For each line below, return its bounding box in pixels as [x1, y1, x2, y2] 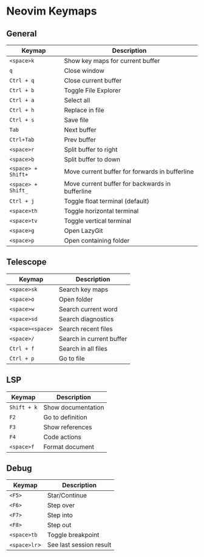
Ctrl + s [9, 116, 35, 123]
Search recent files [58, 325, 113, 333]
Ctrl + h [9, 107, 35, 113]
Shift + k [9, 403, 38, 411]
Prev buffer [64, 135, 96, 144]
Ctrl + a [9, 97, 35, 104]
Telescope [6, 257, 47, 268]
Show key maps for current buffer [64, 56, 160, 65]
